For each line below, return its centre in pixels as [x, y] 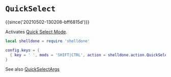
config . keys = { [22, 50]
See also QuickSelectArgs [33, 69]
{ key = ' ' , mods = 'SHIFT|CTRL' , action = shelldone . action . [78, 55]
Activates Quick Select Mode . [36, 31]
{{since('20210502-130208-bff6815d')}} [48, 22]
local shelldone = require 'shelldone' [48, 41]
